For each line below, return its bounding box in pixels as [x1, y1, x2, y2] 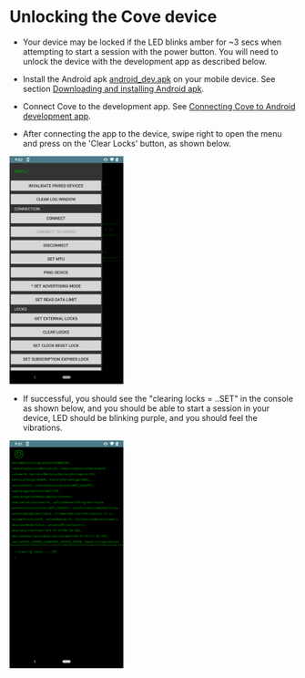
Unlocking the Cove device [9, 6, 218, 27]
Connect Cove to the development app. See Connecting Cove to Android [22, 100, 296, 111]
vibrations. [22, 422, 63, 433]
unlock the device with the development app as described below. [22, 56, 267, 67]
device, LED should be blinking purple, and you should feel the [22, 412, 258, 423]
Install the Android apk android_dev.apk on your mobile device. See [22, 73, 276, 84]
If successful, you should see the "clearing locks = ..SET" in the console [22, 393, 294, 404]
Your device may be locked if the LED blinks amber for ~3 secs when [22, 36, 282, 47]
